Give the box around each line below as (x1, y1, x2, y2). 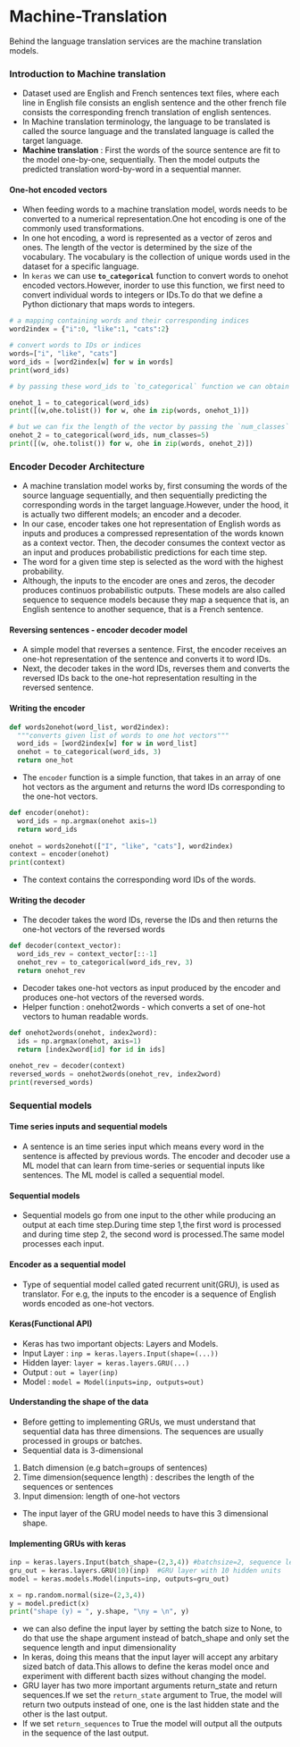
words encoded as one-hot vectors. (21, 1298, 154, 1308)
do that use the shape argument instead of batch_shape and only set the (21, 1633, 290, 1643)
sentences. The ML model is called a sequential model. (21, 1170, 225, 1180)
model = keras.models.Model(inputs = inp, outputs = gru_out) (9, 1575, 229, 1583)
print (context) (9, 858, 66, 868)
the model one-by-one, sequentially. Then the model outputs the (21, 155, 261, 165)
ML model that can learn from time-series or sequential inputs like (21, 1160, 265, 1172)
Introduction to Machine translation (9, 67, 167, 80)
